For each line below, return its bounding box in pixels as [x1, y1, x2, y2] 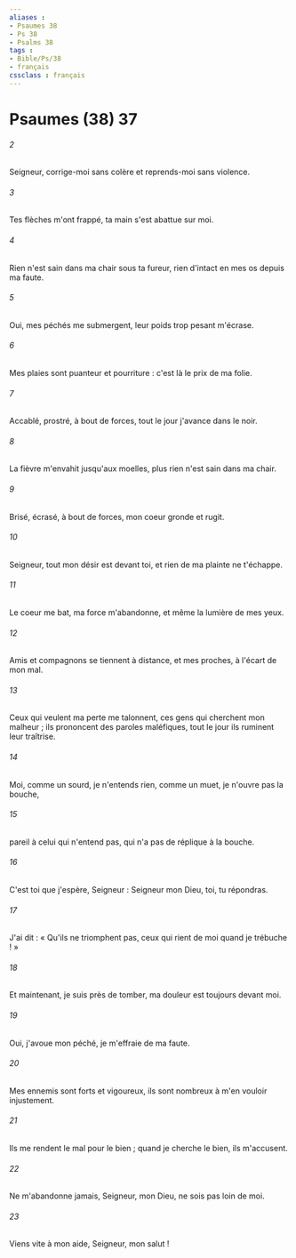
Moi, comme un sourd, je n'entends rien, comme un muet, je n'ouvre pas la [9, 779, 284, 789]
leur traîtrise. [9, 731, 56, 742]
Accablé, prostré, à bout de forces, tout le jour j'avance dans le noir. [9, 415, 258, 427]
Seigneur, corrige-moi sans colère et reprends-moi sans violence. [9, 166, 251, 178]
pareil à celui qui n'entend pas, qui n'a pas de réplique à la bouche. [9, 837, 255, 847]
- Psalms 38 [9, 37, 53, 47]
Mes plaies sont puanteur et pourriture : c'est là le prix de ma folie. [9, 367, 253, 378]
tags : [9, 46, 34, 55]
